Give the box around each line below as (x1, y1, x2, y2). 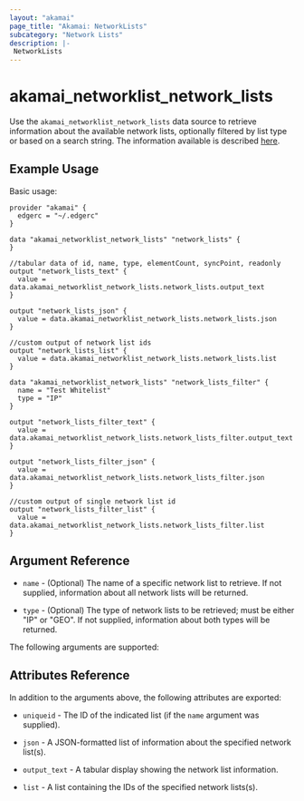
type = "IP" (17, 394, 63, 403)
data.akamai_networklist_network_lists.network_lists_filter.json (9, 473, 265, 482)
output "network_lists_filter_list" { (9, 504, 156, 513)
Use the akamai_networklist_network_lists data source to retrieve (9, 116, 257, 127)
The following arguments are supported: (9, 641, 160, 652)
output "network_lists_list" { (9, 346, 128, 355)
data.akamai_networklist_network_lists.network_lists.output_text (9, 282, 265, 291)
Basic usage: (9, 185, 58, 196)
